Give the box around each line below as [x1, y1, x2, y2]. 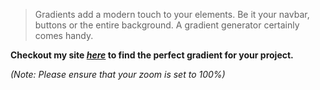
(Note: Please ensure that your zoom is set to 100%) [10, 69, 226, 80]
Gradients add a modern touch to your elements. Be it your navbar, [34, 9, 310, 20]
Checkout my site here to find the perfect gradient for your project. [10, 49, 294, 61]
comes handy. [34, 30, 94, 41]
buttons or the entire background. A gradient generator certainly [34, 19, 300, 31]
